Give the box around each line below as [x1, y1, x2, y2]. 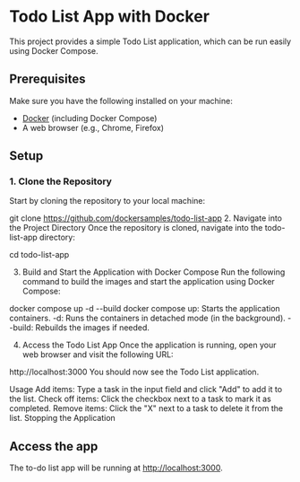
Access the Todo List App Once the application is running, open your [21, 339, 277, 351]
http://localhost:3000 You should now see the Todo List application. [9, 366, 260, 378]
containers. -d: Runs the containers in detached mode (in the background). [9, 312, 287, 324]
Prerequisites [9, 72, 86, 87]
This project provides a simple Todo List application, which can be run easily [9, 36, 292, 47]
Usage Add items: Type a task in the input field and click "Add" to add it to [9, 384, 283, 395]
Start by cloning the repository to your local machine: [9, 196, 206, 206]
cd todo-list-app [9, 250, 70, 260]
